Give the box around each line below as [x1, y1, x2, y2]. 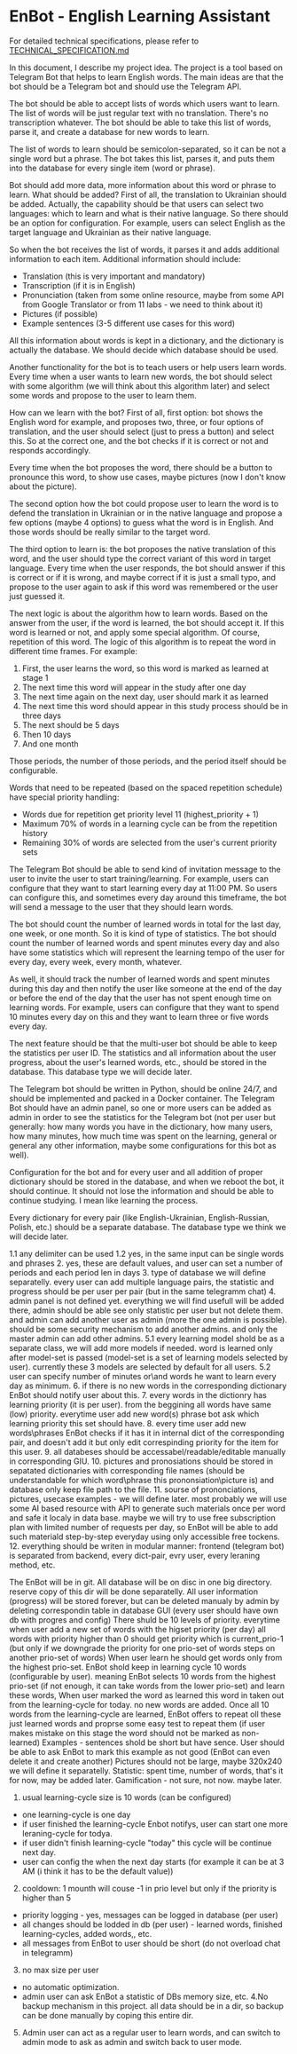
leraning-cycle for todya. [21, 1828, 113, 1838]
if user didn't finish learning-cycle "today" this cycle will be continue [21, 1837, 272, 1848]
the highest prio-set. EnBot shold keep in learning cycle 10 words [9, 1662, 246, 1672]
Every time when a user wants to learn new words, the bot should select [9, 371, 273, 382]
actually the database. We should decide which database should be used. [9, 344, 279, 355]
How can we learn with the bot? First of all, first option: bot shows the [9, 407, 263, 418]
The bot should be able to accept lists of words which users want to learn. [9, 98, 280, 108]
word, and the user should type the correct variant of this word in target [9, 553, 271, 564]
